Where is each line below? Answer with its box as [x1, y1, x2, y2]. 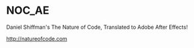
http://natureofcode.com [6, 35, 67, 42]
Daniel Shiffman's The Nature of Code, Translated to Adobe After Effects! [6, 23, 188, 31]
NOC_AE [6, 4, 49, 17]
